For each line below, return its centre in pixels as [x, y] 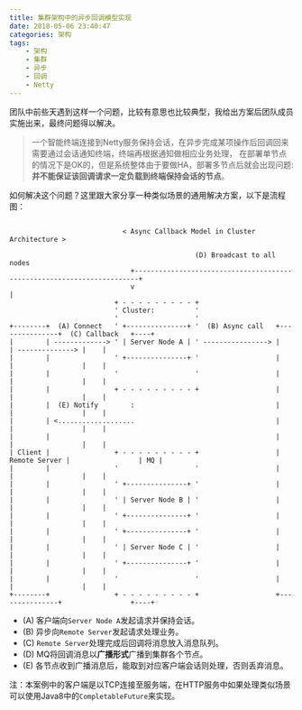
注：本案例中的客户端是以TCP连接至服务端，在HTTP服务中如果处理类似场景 [150, 684]
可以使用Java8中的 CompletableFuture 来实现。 [95, 696]
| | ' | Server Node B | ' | [145, 500]
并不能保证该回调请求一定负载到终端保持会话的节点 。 [130, 176]
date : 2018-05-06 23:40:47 [60, 26]
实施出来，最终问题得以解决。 [64, 123]
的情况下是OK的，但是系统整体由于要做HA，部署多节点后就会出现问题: [163, 164]
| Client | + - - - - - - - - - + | [145, 452]
